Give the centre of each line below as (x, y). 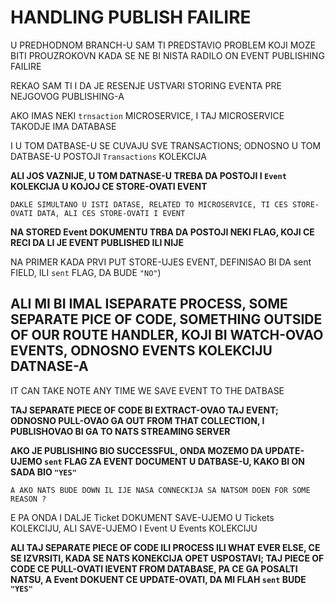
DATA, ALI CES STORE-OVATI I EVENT (111, 213)
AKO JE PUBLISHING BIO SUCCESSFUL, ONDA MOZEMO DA (137, 450)
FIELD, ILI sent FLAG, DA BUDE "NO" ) (86, 272)
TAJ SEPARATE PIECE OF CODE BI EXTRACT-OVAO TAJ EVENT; (144, 410)
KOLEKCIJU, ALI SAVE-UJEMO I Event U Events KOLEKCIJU (134, 528)
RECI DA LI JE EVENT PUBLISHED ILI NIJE (97, 242)
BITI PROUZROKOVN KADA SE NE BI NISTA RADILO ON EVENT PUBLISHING (167, 55)
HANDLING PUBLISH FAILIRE (131, 17)
